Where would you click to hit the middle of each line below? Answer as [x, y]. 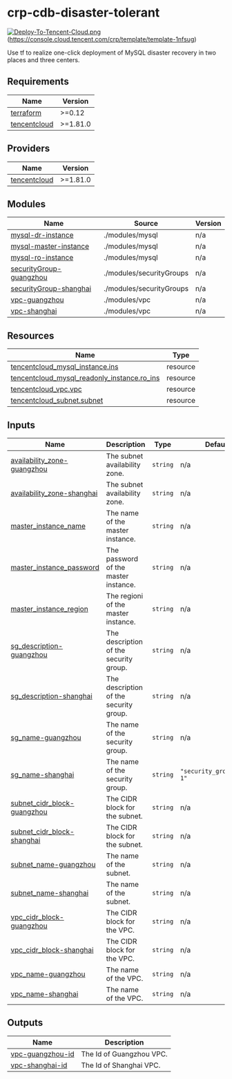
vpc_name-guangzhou [48, 974]
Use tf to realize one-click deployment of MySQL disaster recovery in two [112, 52]
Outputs [25, 1023]
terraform [26, 113]
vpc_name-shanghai [45, 994]
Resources [31, 335]
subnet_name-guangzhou [53, 865]
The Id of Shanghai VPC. [121, 1065]
